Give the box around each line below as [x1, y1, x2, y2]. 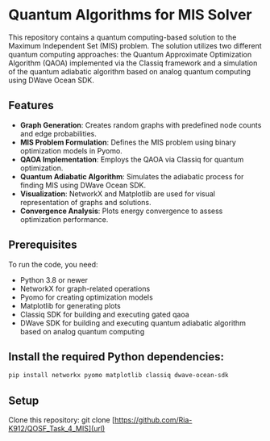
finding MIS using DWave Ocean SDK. [19, 180, 147, 190]
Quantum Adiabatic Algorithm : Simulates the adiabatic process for [19, 171, 244, 181]
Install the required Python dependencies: [8, 350, 224, 363]
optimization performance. [19, 214, 109, 224]
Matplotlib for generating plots [19, 300, 121, 310]
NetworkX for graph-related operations [19, 283, 151, 293]
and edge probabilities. [19, 128, 97, 138]
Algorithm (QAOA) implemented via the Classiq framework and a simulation [8, 58, 258, 68]
